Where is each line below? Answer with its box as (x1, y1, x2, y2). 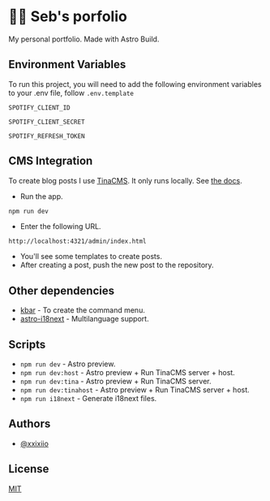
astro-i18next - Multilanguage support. (19, 314, 149, 324)
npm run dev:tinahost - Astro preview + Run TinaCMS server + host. (19, 385, 250, 395)
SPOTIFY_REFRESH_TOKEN (8, 132, 85, 140)
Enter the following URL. (19, 222, 101, 231)
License (8, 462, 49, 476)
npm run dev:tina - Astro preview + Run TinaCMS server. (19, 377, 212, 387)
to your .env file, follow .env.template (8, 88, 134, 97)
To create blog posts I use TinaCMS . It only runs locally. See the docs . (8, 175, 242, 185)
